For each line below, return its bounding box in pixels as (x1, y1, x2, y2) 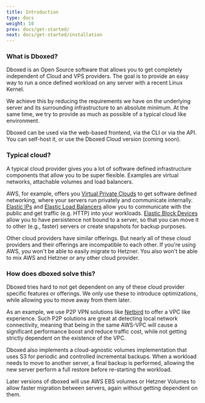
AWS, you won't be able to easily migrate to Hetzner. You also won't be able (6, 247, 198, 255)
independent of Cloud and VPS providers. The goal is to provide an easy (6, 72, 189, 80)
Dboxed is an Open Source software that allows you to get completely (6, 66, 182, 74)
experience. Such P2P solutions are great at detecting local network (6, 315, 178, 323)
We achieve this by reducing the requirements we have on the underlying (6, 98, 191, 105)
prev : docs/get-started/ (6, 26, 70, 33)
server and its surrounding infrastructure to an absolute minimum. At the (6, 104, 188, 111)
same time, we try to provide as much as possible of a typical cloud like (6, 111, 187, 118)
